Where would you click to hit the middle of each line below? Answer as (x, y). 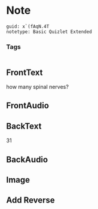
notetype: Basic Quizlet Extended (49, 32)
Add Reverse (30, 200)
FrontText (24, 72)
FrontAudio (28, 106)
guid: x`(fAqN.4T (28, 26)
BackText (24, 126)
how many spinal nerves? (37, 87)
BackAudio (27, 159)
